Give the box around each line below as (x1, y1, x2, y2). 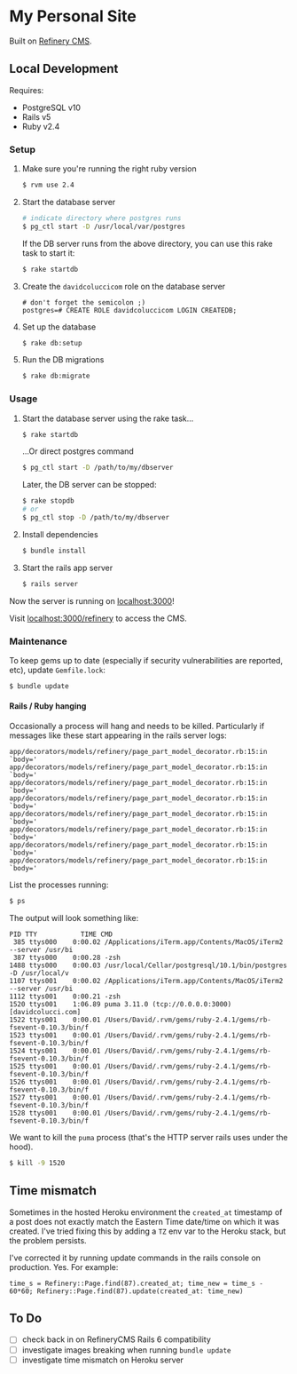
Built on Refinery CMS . (9, 36, 92, 46)
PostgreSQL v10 (21, 102, 82, 113)
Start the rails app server (21, 562, 113, 573)
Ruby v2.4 (21, 121, 60, 131)
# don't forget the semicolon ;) (21, 298, 146, 307)
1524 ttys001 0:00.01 (9, 1046, 101, 1055)
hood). (9, 1141, 34, 1152)
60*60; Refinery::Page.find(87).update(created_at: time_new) (9, 1286, 244, 1296)
